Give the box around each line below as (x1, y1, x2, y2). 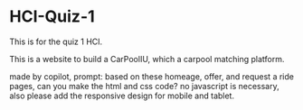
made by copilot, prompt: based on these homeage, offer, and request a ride (9, 70, 294, 82)
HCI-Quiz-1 (9, 6, 95, 27)
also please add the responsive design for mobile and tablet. (9, 90, 235, 101)
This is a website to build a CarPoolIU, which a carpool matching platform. (9, 53, 285, 64)
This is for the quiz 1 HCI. (9, 36, 103, 47)
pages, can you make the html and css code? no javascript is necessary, (9, 80, 279, 91)
